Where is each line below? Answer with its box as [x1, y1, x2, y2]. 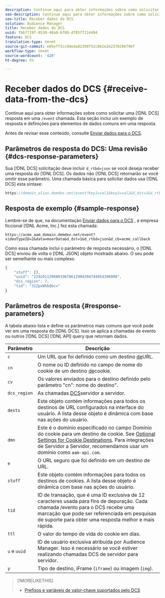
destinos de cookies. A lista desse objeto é [37, 477, 136, 484]
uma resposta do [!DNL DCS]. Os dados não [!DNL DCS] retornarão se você [5, 171, 159, 176]
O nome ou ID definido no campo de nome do [37, 361, 143, 368]
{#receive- [103, 83, 148, 94]
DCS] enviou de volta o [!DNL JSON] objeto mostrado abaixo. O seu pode [5, 250, 154, 256]
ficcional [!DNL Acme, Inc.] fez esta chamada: [5, 223, 98, 229]
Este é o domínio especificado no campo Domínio [37, 424, 152, 431]
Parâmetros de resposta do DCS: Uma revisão [5, 144, 148, 153]
